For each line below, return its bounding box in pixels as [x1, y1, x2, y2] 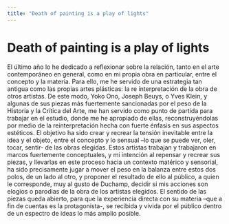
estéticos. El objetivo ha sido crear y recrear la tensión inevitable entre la [7, 128, 213, 136]
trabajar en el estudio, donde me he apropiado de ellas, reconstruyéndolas [7, 114, 219, 122]
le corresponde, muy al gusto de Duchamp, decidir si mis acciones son [7, 180, 208, 188]
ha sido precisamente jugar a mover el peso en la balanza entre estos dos [7, 165, 217, 173]
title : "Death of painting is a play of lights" [7, 10, 149, 17]
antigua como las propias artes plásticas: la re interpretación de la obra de [7, 84, 218, 93]
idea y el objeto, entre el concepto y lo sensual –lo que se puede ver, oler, [7, 136, 216, 144]
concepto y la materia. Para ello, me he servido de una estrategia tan [7, 77, 203, 85]
